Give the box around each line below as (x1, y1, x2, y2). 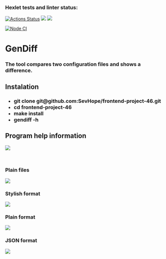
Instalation (5, 82, 39, 91)
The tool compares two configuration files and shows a (5, 61, 141, 68)
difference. (5, 67, 33, 74)
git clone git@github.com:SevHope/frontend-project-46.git (13, 97, 162, 104)
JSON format (5, 237, 37, 244)
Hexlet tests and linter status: (5, 4, 78, 11)
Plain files (5, 167, 30, 174)
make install (13, 110, 44, 117)
